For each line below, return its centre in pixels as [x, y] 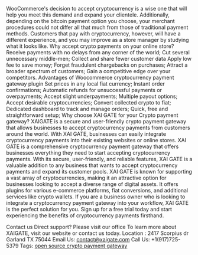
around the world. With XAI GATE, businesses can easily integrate [86, 134]
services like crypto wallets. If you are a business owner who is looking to [96, 197]
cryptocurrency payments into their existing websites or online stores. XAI [96, 140]
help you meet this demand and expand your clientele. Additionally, [88, 15]
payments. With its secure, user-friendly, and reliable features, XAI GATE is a [99, 159]
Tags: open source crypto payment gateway [74, 246]
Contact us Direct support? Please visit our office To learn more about [91, 227]
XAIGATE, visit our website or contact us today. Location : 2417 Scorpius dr [98, 233]
